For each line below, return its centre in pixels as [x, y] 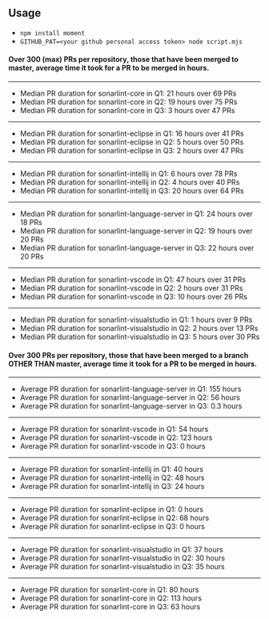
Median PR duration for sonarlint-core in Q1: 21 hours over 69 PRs [128, 94]
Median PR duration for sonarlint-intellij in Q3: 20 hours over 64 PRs [132, 191]
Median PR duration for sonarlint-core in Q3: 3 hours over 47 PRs [127, 111]
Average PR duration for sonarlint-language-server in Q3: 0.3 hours [131, 406]
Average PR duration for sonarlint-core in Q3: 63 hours [110, 607]
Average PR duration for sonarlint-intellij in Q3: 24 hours [112, 487]
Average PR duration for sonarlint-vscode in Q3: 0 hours [112, 446]
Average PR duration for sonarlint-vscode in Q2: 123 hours [116, 438]
